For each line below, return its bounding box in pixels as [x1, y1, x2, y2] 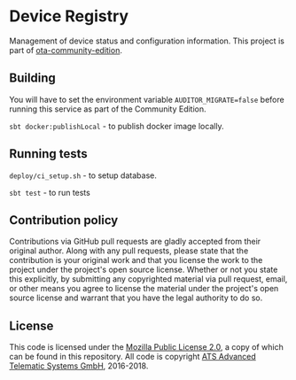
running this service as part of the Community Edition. [9, 104, 206, 114]
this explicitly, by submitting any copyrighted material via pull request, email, [9, 274, 288, 284]
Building [9, 71, 56, 86]
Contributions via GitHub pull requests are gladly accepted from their [9, 237, 261, 247]
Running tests [9, 146, 89, 161]
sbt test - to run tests [9, 187, 90, 198]
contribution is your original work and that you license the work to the [9, 255, 263, 266]
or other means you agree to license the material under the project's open [9, 283, 279, 294]
